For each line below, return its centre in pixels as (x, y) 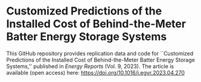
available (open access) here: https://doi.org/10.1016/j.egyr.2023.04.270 (96, 72)
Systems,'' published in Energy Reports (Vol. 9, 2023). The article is (90, 66)
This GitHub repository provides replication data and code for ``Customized (100, 53)
